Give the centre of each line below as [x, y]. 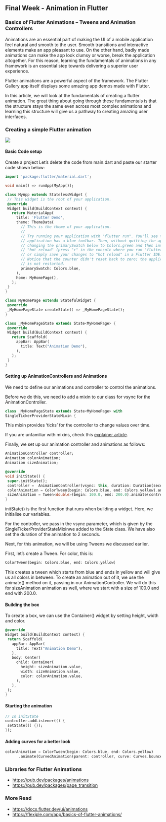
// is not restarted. [43, 264]
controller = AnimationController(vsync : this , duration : [69, 485]
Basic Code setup [23, 151]
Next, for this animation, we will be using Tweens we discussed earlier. [77, 544]
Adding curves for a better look [38, 741]
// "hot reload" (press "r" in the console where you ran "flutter [91, 250]
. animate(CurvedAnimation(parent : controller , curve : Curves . [83, 756]
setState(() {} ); [25, 726]
